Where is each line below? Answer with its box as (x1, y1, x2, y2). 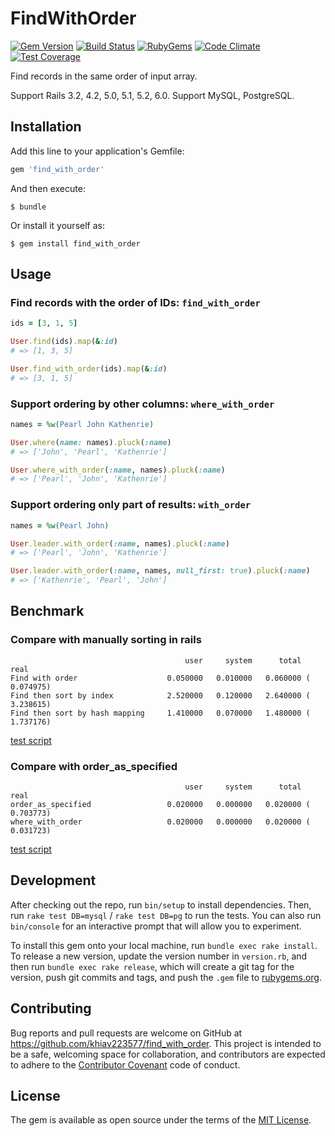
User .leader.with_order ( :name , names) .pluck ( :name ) (10, 538, 230, 549)
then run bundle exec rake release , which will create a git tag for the (10, 960, 295, 972)
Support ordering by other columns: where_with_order (10, 397, 275, 411)
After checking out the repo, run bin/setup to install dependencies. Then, (10, 898, 312, 911)
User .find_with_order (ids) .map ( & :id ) (10, 363, 168, 374)
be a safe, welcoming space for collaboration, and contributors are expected (10, 1048, 326, 1060)
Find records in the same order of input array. (10, 70, 198, 82)
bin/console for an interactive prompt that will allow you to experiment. (10, 920, 302, 932)
